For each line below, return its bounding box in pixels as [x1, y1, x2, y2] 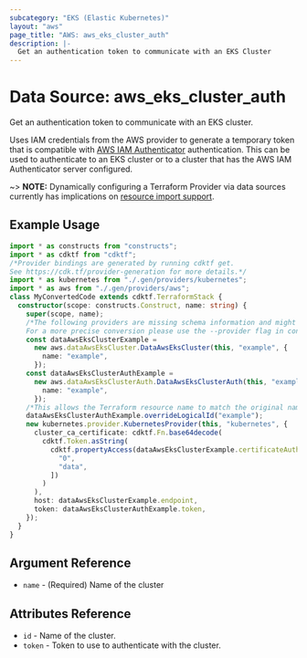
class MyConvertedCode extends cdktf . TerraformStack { [9, 293, 223, 302]
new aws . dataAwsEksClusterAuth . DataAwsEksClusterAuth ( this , [33, 377, 268, 386]
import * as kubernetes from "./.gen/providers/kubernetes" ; [9, 276, 248, 285]
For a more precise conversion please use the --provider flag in [26, 326, 284, 336]
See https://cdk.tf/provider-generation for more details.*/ [9, 266, 248, 277]
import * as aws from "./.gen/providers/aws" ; [9, 284, 190, 293]
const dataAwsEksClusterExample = [26, 335, 157, 344]
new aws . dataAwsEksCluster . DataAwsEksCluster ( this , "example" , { [33, 343, 288, 352]
